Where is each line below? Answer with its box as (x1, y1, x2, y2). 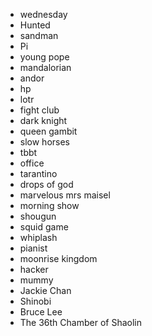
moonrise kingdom (19, 253, 98, 264)
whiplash (19, 232, 58, 243)
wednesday (19, 9, 68, 20)
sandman (19, 30, 59, 41)
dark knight (19, 115, 68, 126)
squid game (19, 221, 69, 233)
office (19, 157, 45, 169)
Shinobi (19, 295, 52, 307)
